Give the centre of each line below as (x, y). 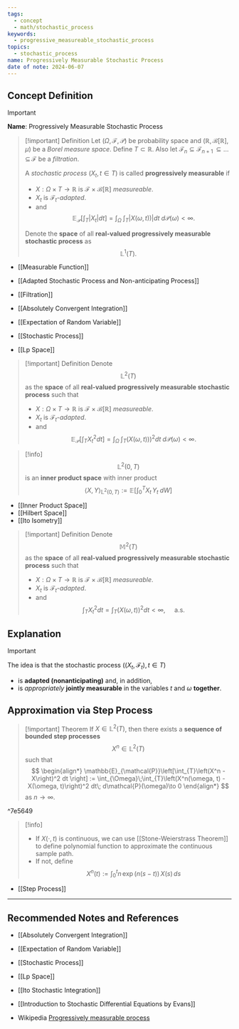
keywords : (22, 34)
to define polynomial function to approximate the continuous (124, 846)
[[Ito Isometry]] (40, 521)
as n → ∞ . (40, 797)
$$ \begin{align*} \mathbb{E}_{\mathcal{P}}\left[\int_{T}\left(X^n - (128, 771)
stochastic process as (58, 241)
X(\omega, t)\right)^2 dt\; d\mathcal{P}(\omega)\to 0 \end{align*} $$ (128, 786)
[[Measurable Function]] (53, 267)
